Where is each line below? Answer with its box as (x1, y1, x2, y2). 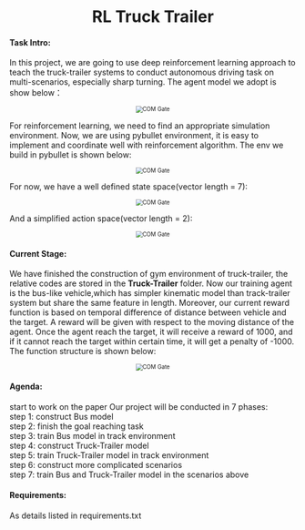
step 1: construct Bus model (9, 411, 114, 422)
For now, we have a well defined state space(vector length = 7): (9, 180, 249, 192)
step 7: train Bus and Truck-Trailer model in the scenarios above (9, 469, 249, 480)
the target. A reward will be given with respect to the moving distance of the (9, 317, 294, 328)
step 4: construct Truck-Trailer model (9, 440, 149, 451)
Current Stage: (9, 248, 67, 259)
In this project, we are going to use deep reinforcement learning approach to (9, 57, 296, 68)
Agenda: (9, 381, 43, 392)
